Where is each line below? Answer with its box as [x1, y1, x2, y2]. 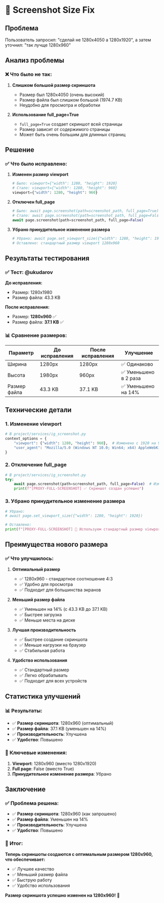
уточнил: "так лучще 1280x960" [5, 42, 71, 48]
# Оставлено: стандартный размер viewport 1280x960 [12, 240, 120, 246]
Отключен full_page [12, 199, 55, 205]
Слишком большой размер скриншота [12, 82, 96, 88]
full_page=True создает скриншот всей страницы [19, 121, 123, 127]
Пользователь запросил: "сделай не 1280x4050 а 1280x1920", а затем [5, 37, 151, 43]
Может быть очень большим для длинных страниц [19, 131, 126, 137]
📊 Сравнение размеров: [5, 332, 67, 339]
